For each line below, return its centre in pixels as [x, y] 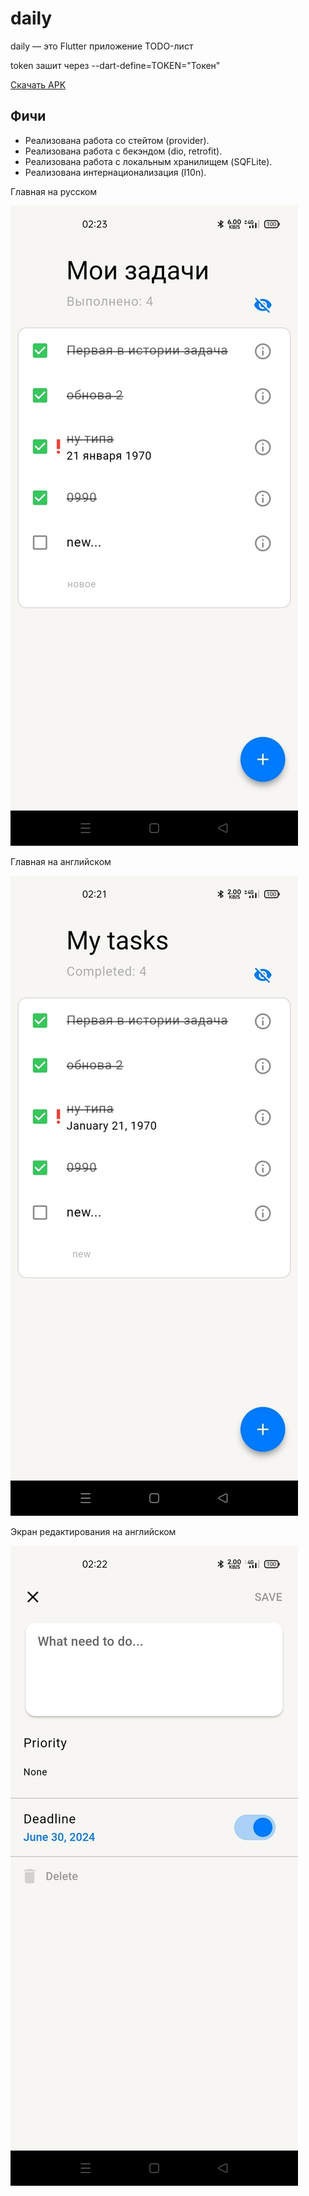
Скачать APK [38, 84]
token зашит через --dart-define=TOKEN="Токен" [115, 65]
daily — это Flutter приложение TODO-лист [102, 46]
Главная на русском [54, 191]
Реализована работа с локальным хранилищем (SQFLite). [148, 161]
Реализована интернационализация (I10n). [115, 172]
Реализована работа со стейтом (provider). [117, 140]
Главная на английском [61, 861]
